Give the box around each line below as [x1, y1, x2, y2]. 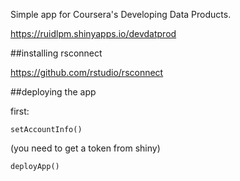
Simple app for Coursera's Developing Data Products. [10, 9, 232, 20]
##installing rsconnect [10, 47, 103, 59]
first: [10, 105, 30, 117]
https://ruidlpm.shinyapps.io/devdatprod [10, 28, 177, 39]
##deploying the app [10, 86, 97, 98]
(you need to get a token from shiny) [10, 142, 161, 154]
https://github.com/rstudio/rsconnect [10, 67, 164, 78]
